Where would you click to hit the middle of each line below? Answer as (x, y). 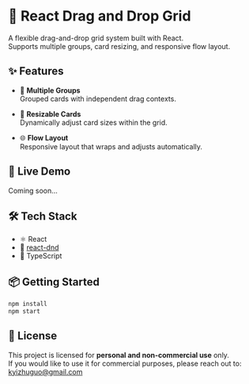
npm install (28, 304)
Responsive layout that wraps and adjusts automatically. (111, 146)
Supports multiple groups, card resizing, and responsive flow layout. (119, 46)
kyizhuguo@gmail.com (45, 371)
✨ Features (36, 72)
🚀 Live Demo (40, 172)
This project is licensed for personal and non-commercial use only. (119, 355)
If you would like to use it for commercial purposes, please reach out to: (125, 363)
